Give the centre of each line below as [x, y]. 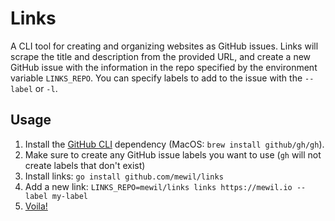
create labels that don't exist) [85, 165]
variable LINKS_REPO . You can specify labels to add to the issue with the [156, 78]
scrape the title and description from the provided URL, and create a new [161, 56]
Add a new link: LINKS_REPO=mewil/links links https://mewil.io [158, 186]
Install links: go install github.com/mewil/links [124, 176]
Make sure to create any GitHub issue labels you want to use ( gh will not [173, 154]
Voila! [36, 206]
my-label [70, 196]
